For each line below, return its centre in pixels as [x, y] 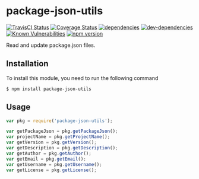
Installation [27, 64]
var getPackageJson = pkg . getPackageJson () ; [62, 132]
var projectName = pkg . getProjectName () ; [58, 137]
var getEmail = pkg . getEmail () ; [46, 159]
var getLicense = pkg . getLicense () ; [51, 170]
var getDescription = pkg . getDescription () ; [62, 148]
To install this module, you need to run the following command [82, 78]
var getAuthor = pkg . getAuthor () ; [49, 153]
